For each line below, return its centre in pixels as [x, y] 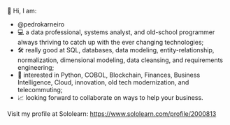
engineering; [36, 67]
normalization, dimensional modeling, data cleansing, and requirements [120, 60]
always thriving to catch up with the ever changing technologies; [110, 42]
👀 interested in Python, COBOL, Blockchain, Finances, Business [109, 75]
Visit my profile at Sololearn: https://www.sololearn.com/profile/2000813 [112, 114]
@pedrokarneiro [41, 24]
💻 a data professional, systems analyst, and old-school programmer [116, 32]
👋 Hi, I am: [22, 11]
